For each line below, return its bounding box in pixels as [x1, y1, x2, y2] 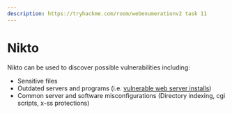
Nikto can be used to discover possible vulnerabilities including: [7, 63, 190, 72]
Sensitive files [17, 76, 58, 85]
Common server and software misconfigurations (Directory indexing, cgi [17, 91, 226, 99]
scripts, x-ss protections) [17, 99, 90, 107]
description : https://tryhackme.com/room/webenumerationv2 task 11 [7, 10, 208, 17]
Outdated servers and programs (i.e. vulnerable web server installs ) [17, 84, 212, 92]
